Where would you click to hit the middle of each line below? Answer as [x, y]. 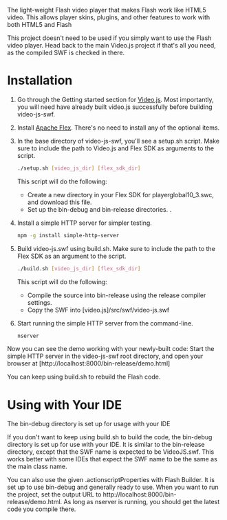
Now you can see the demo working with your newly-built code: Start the [111, 349]
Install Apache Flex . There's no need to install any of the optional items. [118, 128]
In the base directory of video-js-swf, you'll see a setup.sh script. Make [118, 141]
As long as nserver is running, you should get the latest [142, 502]
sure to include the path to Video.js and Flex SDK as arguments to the [116, 148]
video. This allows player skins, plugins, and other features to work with [109, 17]
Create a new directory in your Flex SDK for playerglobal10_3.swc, [121, 194]
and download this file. [60, 202]
